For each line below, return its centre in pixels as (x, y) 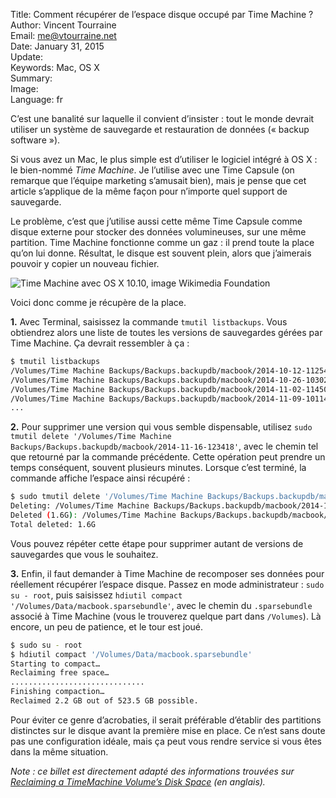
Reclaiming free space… (60, 673)
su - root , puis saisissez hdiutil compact (96, 595)
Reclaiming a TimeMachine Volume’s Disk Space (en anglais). (138, 781)
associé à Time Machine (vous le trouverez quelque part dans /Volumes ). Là (166, 616)
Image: (24, 88)
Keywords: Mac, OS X (55, 67)
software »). (35, 140)
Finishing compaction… (57, 692)
